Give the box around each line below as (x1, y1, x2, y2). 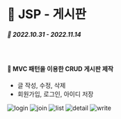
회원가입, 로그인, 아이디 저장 (17, 90, 94, 98)
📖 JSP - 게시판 (7, 6, 87, 22)
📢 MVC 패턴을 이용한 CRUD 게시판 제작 (7, 64, 113, 73)
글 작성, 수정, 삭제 (17, 81, 66, 90)
